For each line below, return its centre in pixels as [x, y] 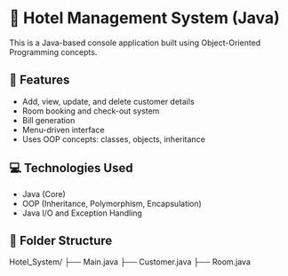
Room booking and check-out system [91, 111]
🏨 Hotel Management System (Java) [144, 18]
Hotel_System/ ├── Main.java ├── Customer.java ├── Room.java [130, 262]
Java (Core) [44, 193]
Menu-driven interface [63, 130]
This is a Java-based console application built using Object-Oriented [135, 43]
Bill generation [48, 120]
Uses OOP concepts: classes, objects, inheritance [114, 139]
